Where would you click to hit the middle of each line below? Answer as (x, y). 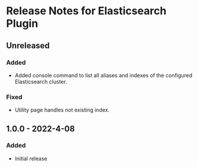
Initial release (31, 158)
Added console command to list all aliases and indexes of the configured (103, 75)
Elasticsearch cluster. (41, 81)
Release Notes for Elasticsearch (87, 11)
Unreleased (28, 45)
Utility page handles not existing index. (62, 110)
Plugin (22, 23)
